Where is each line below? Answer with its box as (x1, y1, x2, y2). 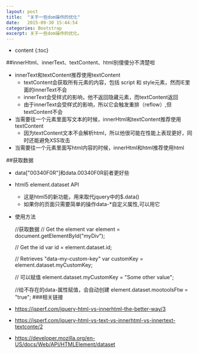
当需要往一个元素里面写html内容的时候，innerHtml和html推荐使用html (14, 144, 184, 151)
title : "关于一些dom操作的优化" (6, 14, 81, 20)
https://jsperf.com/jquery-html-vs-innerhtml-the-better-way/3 (14, 305, 166, 313)
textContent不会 (23, 109, 63, 116)
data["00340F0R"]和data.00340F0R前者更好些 (14, 169, 130, 177)
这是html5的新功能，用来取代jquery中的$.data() (23, 193, 140, 201)
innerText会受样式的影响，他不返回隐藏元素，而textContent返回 (23, 94, 178, 101)
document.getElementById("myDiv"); (14, 233, 105, 240)
